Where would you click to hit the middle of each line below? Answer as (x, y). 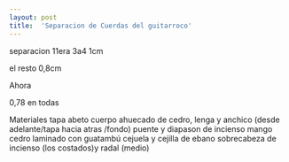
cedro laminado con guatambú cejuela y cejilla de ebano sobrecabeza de (143, 138)
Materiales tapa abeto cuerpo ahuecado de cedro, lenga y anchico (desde (145, 120)
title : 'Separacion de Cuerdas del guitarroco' (101, 26)
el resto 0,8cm (35, 68)
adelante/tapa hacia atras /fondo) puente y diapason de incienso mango (141, 128)
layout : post (33, 17)
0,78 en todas (34, 102)
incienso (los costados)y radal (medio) (79, 148)
